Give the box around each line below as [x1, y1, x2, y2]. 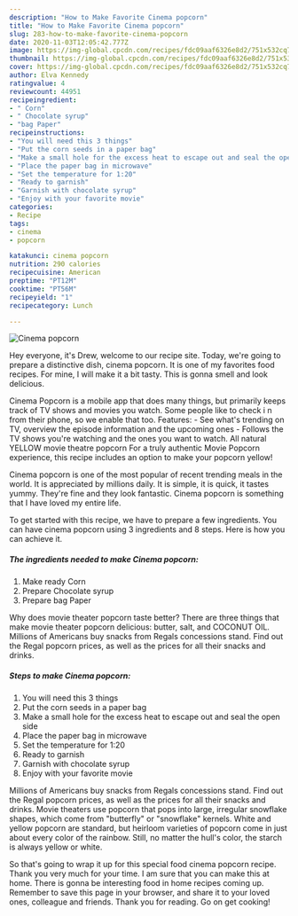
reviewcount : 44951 [9, 87, 82, 96]
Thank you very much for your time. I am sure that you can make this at [9, 868, 271, 879]
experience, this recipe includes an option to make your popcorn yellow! [9, 452, 273, 463]
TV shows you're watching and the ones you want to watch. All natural [9, 434, 267, 444]
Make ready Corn [21, 576, 86, 587]
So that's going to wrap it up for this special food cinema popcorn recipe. [9, 859, 277, 870]
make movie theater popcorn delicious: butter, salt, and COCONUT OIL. [9, 622, 271, 632]
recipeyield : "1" [9, 293, 74, 301]
